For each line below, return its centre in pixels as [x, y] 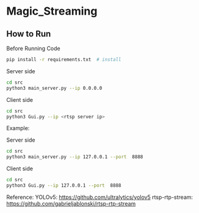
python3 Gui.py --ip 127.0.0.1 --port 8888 [64, 186]
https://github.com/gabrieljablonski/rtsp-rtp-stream [71, 203]
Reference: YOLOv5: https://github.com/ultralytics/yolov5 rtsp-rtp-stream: [100, 197]
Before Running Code [33, 48]
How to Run [29, 34]
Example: [18, 128]
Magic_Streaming [52, 11]
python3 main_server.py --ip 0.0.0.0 [54, 88]
